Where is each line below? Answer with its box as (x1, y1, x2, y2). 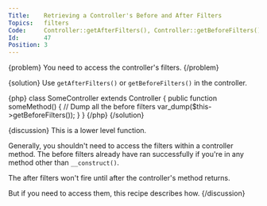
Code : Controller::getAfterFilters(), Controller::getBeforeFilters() (8, 26, 261, 34)
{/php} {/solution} (87, 110, 145, 120)
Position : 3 (8, 41, 48, 49)
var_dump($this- (157, 102, 212, 112)
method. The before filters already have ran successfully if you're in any (8, 150, 245, 159)
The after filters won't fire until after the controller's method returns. (8, 174, 230, 183)
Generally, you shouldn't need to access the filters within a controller (8, 141, 234, 151)
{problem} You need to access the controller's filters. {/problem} (8, 63, 220, 72)
